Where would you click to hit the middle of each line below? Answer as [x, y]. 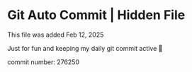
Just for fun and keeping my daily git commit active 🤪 [85, 48]
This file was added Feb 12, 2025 [56, 35]
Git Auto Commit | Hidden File [96, 15]
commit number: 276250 [44, 62]
